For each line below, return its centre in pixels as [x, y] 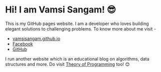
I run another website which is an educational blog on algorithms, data [77, 58]
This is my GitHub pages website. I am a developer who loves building [77, 23]
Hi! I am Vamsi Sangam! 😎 [61, 10]
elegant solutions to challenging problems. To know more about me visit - [80, 28]
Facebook [23, 43]
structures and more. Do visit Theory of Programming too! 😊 [68, 64]
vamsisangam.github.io [36, 38]
